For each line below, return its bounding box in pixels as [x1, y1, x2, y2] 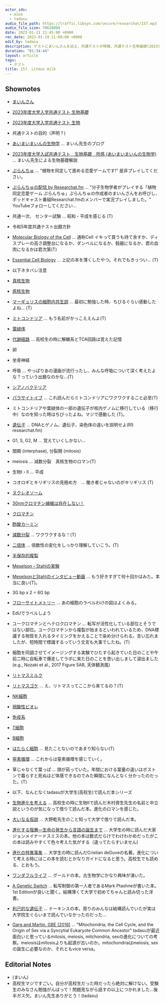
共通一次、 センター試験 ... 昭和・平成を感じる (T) [12, 213, 113, 219]
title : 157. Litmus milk [5, 67, 56, 72]
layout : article [5, 53, 38, 58]
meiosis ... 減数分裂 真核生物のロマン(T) [12, 458, 96, 464]
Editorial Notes [5, 961, 52, 969]
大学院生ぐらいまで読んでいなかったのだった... [12, 911, 107, 917]
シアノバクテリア [12, 384, 47, 390]
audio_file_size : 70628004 [5, 26, 60, 31]
